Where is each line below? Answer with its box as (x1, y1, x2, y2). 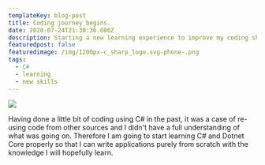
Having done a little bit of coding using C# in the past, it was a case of (8, 114, 237, 123)
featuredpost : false (8, 41, 77, 49)
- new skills (15, 77, 58, 85)
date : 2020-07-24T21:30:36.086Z (8, 26, 114, 34)
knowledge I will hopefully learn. (8, 148, 114, 157)
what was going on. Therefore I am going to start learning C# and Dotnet (8, 131, 244, 141)
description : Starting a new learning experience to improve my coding (8, 33, 248, 42)
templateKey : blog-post (8, 11, 87, 20)
